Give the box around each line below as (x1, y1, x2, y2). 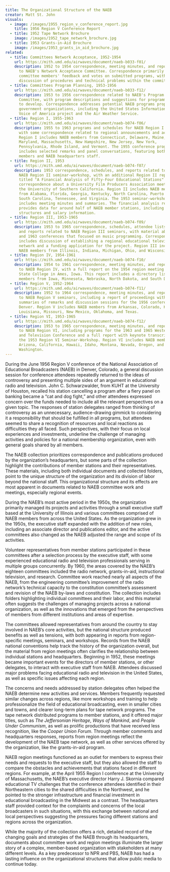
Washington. (18, 347, 44, 352)
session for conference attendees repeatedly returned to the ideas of (5, 371, 150, 378)
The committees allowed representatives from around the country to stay (5, 621, 158, 627)
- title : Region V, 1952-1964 (10, 281, 73, 286)
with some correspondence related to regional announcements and (18, 130, 159, 135)
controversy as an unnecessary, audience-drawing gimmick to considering (5, 409, 161, 415)
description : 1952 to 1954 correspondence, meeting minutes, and (14, 64, 155, 69)
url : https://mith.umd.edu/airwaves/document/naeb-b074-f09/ (14, 220, 146, 225)
